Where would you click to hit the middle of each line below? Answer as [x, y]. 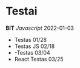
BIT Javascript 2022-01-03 [40, 28]
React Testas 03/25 [39, 59]
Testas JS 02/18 [35, 46]
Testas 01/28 [30, 39]
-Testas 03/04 [32, 52]
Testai [22, 11]
